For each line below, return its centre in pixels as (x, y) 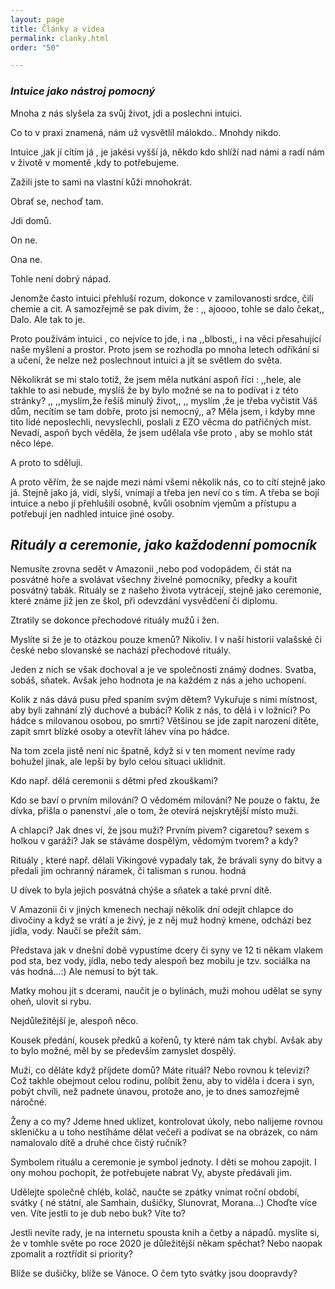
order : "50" (35, 47)
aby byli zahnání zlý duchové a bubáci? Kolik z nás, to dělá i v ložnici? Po (160, 710)
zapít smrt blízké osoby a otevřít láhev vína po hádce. (120, 732)
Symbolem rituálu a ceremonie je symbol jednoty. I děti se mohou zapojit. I (163, 1162)
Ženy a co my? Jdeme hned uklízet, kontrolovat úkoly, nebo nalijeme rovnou (166, 1122)
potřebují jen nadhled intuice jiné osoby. (92, 513)
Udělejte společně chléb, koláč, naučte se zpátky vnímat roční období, (155, 1192)
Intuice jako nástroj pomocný (83, 91)
